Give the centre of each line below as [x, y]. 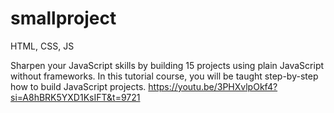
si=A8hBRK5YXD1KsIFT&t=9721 [75, 97]
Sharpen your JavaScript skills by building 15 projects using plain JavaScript [167, 65]
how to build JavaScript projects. [78, 86]
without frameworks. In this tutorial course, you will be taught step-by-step [164, 76]
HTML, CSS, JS [42, 46]
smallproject [63, 18]
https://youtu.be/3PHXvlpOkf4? [213, 86]
